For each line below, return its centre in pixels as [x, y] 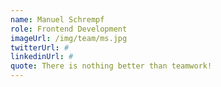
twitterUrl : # [40, 47]
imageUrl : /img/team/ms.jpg [69, 38]
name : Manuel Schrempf [57, 19]
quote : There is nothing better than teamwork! [111, 66]
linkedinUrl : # [42, 57]
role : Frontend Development [69, 29]
